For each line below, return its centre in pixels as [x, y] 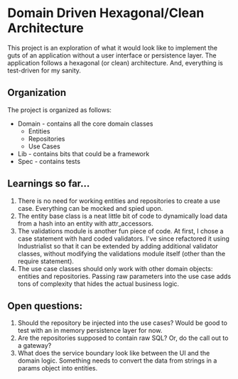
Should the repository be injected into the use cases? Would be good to [122, 323]
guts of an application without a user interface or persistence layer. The [112, 55]
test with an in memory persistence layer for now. [90, 331]
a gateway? [34, 346]
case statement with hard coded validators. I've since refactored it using [123, 238]
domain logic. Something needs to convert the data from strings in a [117, 361]
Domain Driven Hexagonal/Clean [106, 13]
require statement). [46, 261]
